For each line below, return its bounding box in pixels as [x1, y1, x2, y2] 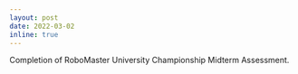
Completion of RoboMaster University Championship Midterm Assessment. [9, 55, 290, 66]
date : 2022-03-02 [9, 22, 75, 31]
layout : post [9, 13, 59, 23]
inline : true [9, 30, 59, 39]
